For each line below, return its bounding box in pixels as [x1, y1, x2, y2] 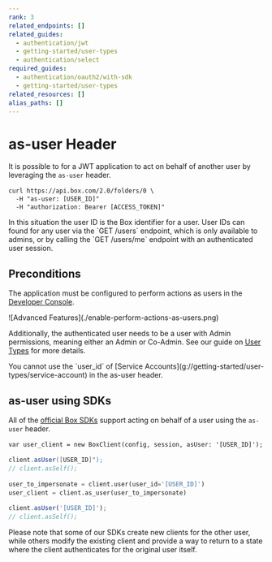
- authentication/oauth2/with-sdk [15, 73, 132, 81]
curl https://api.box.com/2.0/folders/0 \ [8, 187, 154, 195]
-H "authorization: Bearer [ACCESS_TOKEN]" [15, 203, 165, 211]
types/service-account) [8, 370, 88, 380]
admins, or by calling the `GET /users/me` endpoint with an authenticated [8, 235, 253, 244]
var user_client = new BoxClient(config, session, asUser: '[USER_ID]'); [8, 440, 264, 448]
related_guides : [8, 30, 63, 38]
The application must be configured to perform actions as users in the [8, 288, 243, 298]
